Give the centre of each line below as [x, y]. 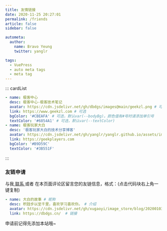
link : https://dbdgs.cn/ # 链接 [43, 213]
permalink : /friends [27, 19]
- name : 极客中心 [22, 98]
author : [18, 42]
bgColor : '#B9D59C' [30, 144]
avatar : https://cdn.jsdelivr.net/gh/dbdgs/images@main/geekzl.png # [83, 107]
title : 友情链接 [20, 10]
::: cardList [16, 88]
